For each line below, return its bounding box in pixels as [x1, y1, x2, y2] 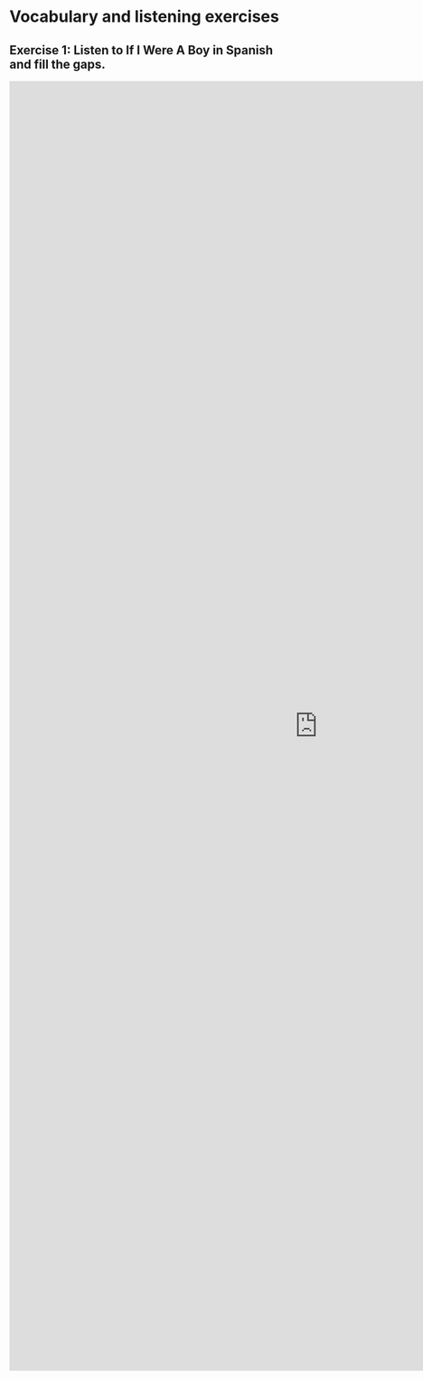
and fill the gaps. [9, 56, 106, 72]
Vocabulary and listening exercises [9, 6, 280, 27]
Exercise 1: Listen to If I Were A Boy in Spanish [9, 43, 274, 58]
